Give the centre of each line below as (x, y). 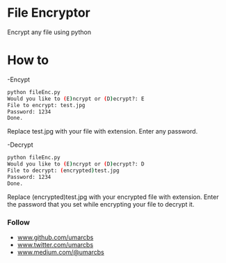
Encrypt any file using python (49, 32)
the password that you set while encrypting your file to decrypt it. (101, 204)
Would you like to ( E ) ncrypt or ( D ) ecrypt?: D (76, 164)
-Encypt (18, 79)
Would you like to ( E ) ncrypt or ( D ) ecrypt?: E (76, 99)
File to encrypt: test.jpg (46, 105)
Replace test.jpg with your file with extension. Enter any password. (103, 131)
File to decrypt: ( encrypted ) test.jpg (63, 170)
